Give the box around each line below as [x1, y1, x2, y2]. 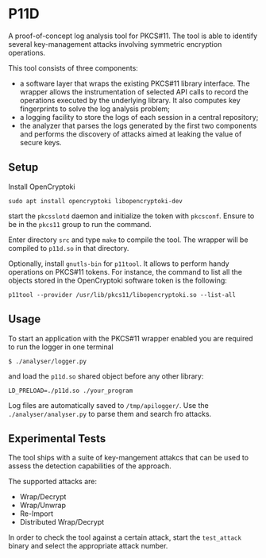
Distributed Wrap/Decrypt [19, 518, 105, 527]
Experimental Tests [8, 432, 106, 445]
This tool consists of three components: [8, 63, 139, 72]
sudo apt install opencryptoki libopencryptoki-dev [8, 197, 183, 205]
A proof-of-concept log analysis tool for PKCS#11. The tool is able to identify [8, 31, 258, 40]
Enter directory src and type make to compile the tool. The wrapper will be [8, 235, 249, 244]
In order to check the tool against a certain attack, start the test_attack [8, 533, 242, 542]
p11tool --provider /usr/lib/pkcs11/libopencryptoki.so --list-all [8, 291, 237, 298]
